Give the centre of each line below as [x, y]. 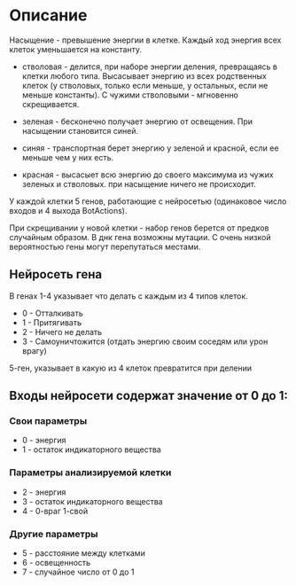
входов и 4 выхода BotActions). [68, 210]
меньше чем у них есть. [68, 157]
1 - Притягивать [52, 322]
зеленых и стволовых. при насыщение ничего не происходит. [139, 184]
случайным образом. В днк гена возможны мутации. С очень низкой [140, 237]
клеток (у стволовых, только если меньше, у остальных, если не [145, 85]
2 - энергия [44, 492]
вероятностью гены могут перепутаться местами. [105, 246]
